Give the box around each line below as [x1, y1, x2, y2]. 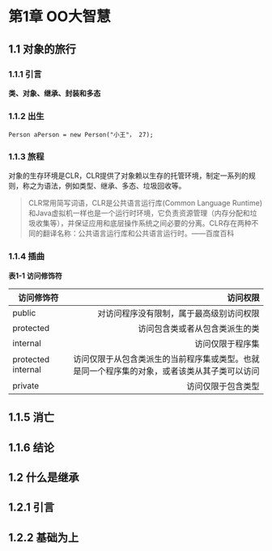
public [12, 307, 36, 318]
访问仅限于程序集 [193, 337, 260, 349]
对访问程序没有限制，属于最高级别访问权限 [96, 307, 260, 319]
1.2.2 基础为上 [8, 531, 79, 545]
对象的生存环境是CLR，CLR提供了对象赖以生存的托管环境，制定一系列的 [8, 171, 249, 180]
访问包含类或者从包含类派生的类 [137, 323, 260, 334]
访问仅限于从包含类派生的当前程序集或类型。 [72, 353, 244, 364]
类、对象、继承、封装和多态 [8, 88, 101, 98]
